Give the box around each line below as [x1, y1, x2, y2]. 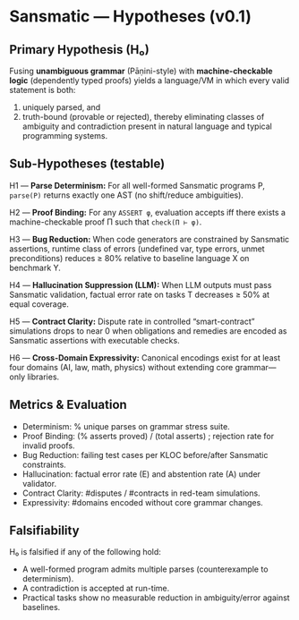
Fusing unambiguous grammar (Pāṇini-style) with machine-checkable [9, 65, 273, 76]
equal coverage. [9, 298, 69, 310]
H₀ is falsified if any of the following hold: [9, 547, 161, 557]
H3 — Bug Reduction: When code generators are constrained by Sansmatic [9, 234, 290, 244]
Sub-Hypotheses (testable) [9, 157, 166, 172]
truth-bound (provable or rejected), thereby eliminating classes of [21, 112, 265, 122]
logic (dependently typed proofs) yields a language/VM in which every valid [9, 75, 290, 86]
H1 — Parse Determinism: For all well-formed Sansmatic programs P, [9, 180, 266, 191]
